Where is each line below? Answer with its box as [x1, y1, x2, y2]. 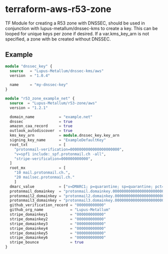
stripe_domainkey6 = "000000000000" [9, 235, 106, 240]
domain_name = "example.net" [9, 114, 93, 119]
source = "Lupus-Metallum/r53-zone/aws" [9, 100, 97, 105]
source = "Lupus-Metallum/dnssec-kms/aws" [9, 68, 104, 73]
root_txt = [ [9, 142, 66, 147]
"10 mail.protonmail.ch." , [14, 170, 70, 175]
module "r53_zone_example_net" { [5, 96, 75, 101]
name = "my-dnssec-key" [9, 82, 68, 87]
